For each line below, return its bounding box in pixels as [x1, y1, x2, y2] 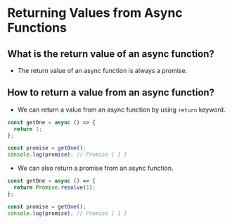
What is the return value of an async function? [7, 48, 214, 60]
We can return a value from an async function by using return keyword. [17, 105, 226, 114]
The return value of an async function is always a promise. [17, 67, 188, 74]
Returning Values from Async [7, 5, 183, 21]
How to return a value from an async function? [7, 86, 215, 99]
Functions [7, 20, 67, 36]
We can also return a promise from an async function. [17, 164, 174, 173]
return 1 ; [13, 125, 42, 133]
